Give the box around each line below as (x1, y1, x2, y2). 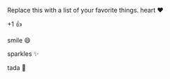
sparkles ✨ (7, 50, 39, 58)
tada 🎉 (7, 64, 27, 72)
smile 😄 (7, 36, 31, 44)
